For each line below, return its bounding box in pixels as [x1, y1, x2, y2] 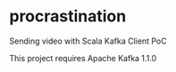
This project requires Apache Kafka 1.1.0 [9, 52, 157, 63]
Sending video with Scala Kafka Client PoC [9, 36, 167, 46]
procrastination [9, 6, 127, 27]
